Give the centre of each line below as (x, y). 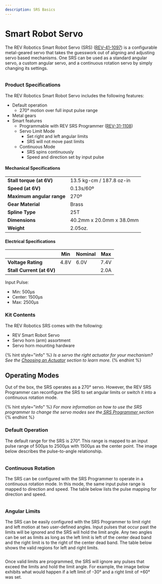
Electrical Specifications (30, 241)
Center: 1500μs (27, 297)
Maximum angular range (36, 196)
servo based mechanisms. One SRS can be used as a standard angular (76, 58)
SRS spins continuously (50, 151)
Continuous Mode (37, 147)
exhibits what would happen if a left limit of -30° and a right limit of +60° (78, 572)
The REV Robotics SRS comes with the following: (54, 325)
